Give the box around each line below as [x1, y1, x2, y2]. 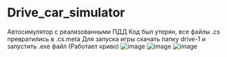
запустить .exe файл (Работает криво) [7, 42, 120, 50]
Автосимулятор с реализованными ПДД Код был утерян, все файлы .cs [7, 27, 220, 36]
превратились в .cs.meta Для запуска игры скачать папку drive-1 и [7, 34, 206, 43]
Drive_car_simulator [7, 5, 126, 21]
